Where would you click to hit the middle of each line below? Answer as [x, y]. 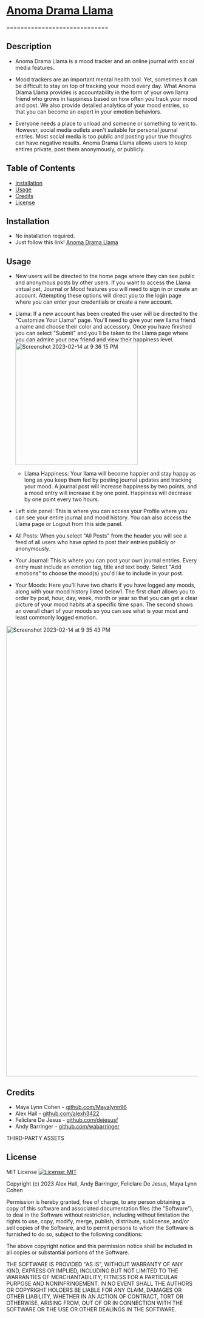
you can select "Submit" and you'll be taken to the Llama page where [101, 333]
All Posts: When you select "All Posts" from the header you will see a [101, 536]
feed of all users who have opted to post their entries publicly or [95, 542]
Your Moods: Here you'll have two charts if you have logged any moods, [105, 585]
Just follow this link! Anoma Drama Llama [66, 242]
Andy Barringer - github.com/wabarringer [67, 1126]
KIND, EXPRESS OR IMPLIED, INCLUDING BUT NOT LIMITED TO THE [92, 1271]
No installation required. [45, 236]
